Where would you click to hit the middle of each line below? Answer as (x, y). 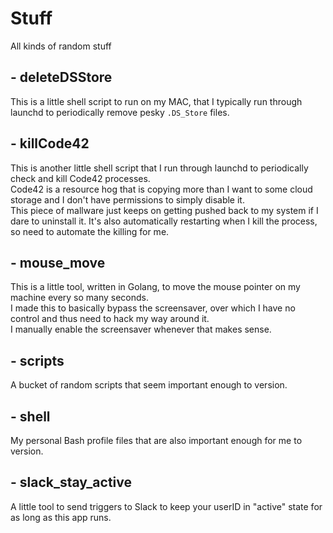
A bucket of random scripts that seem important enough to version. (149, 385)
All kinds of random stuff (61, 46)
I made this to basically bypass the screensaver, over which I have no (153, 308)
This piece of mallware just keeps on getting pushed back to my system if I (164, 210)
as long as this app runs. (61, 517)
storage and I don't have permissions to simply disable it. (127, 199)
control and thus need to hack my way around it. (110, 319)
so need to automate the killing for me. (90, 231)
